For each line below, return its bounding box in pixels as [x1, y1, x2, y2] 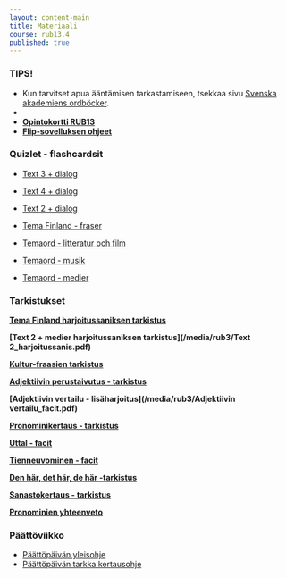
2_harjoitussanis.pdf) [9, 341, 92, 353]
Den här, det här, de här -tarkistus [9, 473, 138, 483]
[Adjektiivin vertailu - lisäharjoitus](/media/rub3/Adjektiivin [9, 394, 236, 405]
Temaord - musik [21, 255, 86, 265]
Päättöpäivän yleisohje [21, 549, 106, 560]
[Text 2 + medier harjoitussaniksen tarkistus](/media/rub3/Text [9, 332, 251, 343]
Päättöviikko [9, 529, 65, 541]
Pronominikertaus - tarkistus [9, 421, 119, 431]
